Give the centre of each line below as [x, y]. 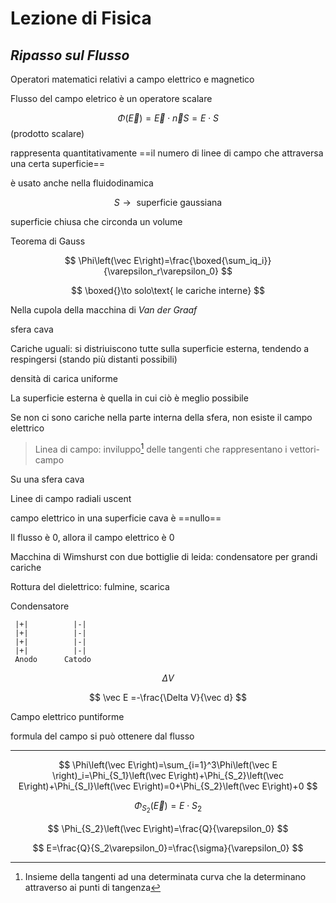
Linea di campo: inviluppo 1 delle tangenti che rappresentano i [161, 448]
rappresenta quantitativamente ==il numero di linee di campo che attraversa [167, 153]
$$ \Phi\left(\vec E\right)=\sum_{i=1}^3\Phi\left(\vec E [168, 764]
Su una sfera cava [47, 479]
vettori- [305, 449]
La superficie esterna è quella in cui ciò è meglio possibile [129, 398]
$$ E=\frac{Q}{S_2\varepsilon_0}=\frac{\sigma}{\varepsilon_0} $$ [168, 848]
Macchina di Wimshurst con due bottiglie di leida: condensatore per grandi [164, 556]
